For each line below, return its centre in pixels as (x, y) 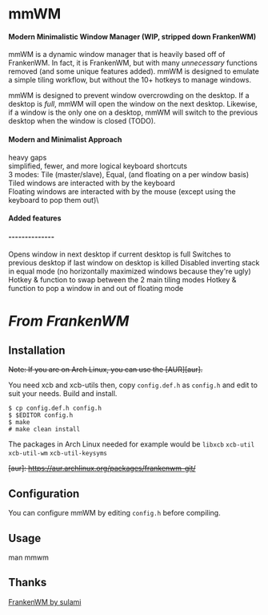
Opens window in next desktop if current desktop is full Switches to (120, 254)
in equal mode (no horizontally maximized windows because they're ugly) (130, 271)
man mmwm (29, 557)
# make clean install (44, 430)
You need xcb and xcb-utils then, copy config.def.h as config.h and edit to (133, 385)
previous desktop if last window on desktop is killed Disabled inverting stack (134, 263)
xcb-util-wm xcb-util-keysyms (58, 454)
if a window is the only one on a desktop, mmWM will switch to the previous (133, 112)
